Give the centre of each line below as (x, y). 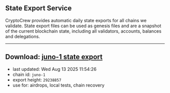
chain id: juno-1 (29, 74)
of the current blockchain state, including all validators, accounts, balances (83, 31)
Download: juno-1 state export (54, 57)
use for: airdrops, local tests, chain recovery (58, 85)
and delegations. (23, 36)
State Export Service (38, 8)
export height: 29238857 (37, 79)
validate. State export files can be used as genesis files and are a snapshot (83, 26)
